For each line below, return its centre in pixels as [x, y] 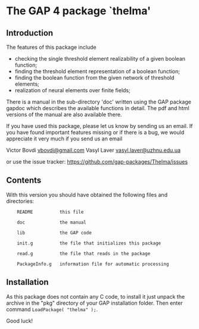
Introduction [30, 33]
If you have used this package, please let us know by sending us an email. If [99, 126]
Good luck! [20, 321]
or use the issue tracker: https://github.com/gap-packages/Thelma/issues [97, 162]
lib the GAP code [55, 233]
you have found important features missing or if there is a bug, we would [95, 132]
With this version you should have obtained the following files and [87, 195]
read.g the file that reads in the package [84, 253]
